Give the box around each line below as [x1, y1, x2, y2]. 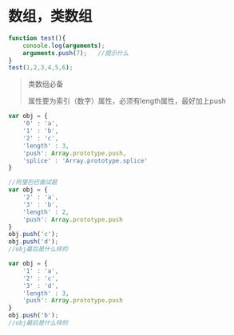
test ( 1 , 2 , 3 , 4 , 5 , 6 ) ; [8, 64, 73, 72]
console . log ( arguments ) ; [22, 41, 105, 49]
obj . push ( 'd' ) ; [8, 238, 59, 246]
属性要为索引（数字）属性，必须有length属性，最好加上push [27, 97, 226, 106]
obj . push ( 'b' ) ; [8, 312, 59, 320]
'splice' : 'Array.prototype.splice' [22, 156, 149, 164]
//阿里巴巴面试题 [8, 179, 58, 187]
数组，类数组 [8, 7, 93, 26]
